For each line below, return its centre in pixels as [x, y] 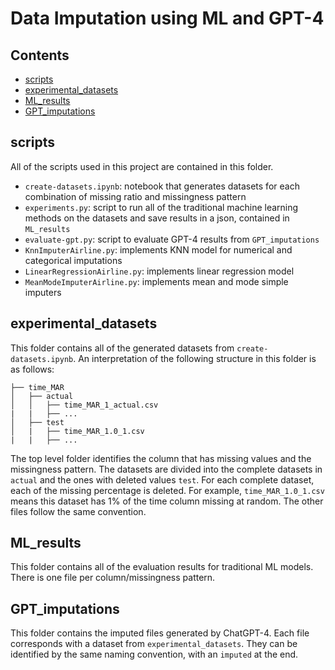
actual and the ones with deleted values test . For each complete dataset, [162, 479]
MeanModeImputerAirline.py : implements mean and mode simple [156, 281]
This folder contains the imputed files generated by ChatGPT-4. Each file [160, 633]
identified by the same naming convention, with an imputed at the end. [154, 654]
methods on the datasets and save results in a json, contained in [157, 218]
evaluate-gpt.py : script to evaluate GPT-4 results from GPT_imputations [172, 239]
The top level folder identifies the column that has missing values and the [161, 458]
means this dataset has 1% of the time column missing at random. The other [167, 501]
